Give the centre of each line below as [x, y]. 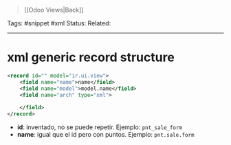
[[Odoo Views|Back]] [54, 10]
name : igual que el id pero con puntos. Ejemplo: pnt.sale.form [106, 135]
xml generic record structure [91, 57]
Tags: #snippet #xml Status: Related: [59, 23]
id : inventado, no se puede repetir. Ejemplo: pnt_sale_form [100, 127]
